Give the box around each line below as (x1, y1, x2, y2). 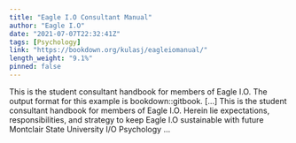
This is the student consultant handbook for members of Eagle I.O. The (9, 86, 268, 97)
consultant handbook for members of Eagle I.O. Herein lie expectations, (9, 105, 270, 116)
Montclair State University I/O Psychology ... (9, 124, 171, 134)
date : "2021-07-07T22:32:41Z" (9, 29, 121, 38)
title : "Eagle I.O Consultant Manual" (9, 12, 152, 22)
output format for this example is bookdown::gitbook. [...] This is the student (9, 95, 287, 106)
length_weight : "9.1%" (9, 54, 93, 63)
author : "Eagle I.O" (9, 21, 86, 30)
